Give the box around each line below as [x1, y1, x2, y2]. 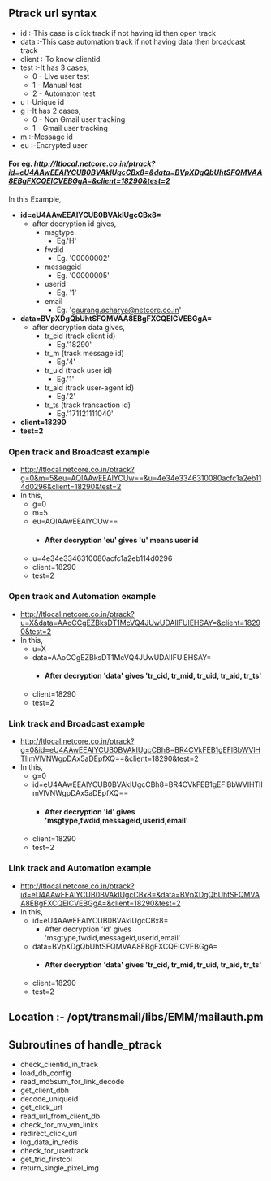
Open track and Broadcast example [8, 446, 150, 458]
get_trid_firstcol [19, 1154, 73, 1165]
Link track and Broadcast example [8, 718, 146, 729]
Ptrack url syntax [8, 7, 97, 20]
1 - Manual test [32, 80, 83, 89]
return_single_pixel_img [19, 1163, 99, 1173]
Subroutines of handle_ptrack [8, 1038, 162, 1052]
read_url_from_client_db [19, 1111, 101, 1121]
